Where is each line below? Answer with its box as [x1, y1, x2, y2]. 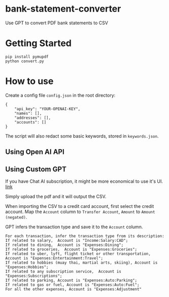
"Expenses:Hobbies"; [5, 265, 49, 270]
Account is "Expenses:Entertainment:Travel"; [5, 256, 103, 261]
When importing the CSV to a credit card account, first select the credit [5, 203, 154, 209]
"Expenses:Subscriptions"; [5, 274, 62, 279]
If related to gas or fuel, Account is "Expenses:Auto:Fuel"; [5, 282, 140, 287]
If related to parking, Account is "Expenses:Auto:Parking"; [5, 278, 138, 283]
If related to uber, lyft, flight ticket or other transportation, [5, 251, 151, 257]
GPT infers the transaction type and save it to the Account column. [5, 224, 143, 230]
